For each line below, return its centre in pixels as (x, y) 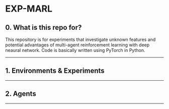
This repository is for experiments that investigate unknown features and (80, 39)
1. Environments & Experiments (55, 71)
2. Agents (21, 94)
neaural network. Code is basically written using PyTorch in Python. (75, 50)
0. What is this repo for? (44, 28)
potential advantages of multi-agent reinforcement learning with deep (77, 45)
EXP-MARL (29, 9)
